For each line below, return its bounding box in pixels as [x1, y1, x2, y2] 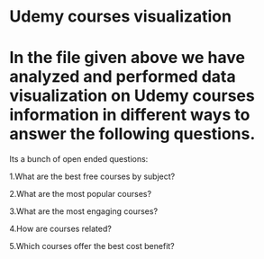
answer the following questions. [9, 124, 256, 145]
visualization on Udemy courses [9, 85, 255, 106]
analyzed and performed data [9, 67, 236, 87]
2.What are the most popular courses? [9, 189, 151, 200]
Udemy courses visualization [9, 6, 232, 27]
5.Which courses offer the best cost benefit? [9, 241, 176, 252]
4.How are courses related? [9, 223, 113, 235]
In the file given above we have [9, 48, 246, 68]
